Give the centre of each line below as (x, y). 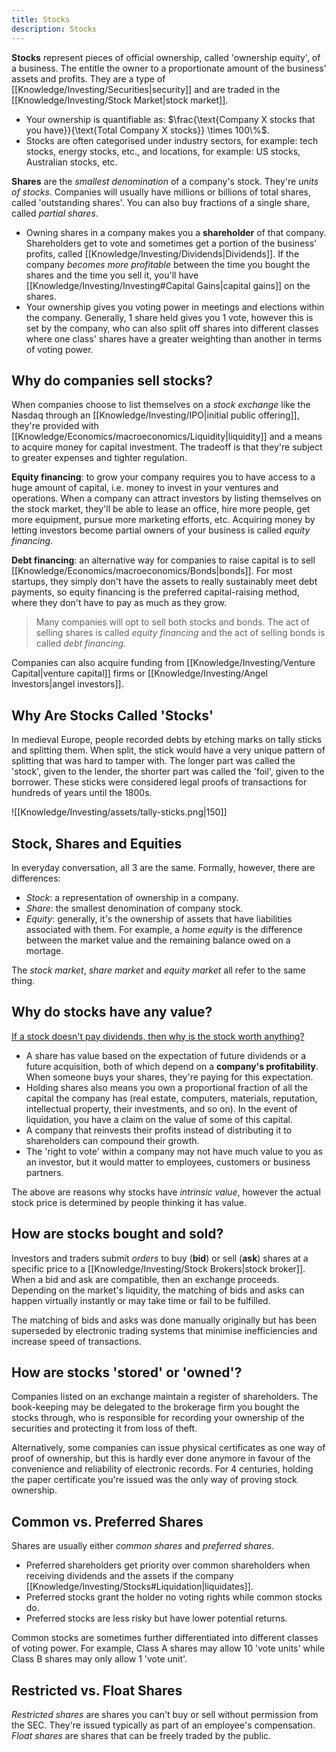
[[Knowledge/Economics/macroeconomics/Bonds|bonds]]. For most (152, 571)
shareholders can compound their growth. (112, 1140)
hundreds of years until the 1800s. (82, 793)
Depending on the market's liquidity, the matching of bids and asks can (158, 1290)
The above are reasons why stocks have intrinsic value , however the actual (166, 1192)
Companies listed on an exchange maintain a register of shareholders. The (165, 1397)
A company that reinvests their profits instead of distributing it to (159, 1130)
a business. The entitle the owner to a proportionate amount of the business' (169, 68)
